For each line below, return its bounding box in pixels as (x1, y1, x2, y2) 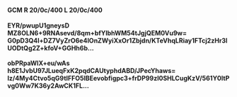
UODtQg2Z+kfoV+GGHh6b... (7, 44, 94, 52)
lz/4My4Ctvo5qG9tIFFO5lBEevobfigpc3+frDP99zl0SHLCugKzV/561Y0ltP (7, 74, 230, 83)
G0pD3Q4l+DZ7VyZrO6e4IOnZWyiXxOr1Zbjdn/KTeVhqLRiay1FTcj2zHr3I (7, 36, 228, 45)
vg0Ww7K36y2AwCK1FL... (7, 81, 90, 90)
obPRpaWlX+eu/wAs (7, 59, 70, 67)
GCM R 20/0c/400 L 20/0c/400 (7, 6, 103, 14)
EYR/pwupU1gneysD (7, 21, 69, 30)
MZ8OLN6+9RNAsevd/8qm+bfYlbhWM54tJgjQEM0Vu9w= (7, 29, 187, 38)
